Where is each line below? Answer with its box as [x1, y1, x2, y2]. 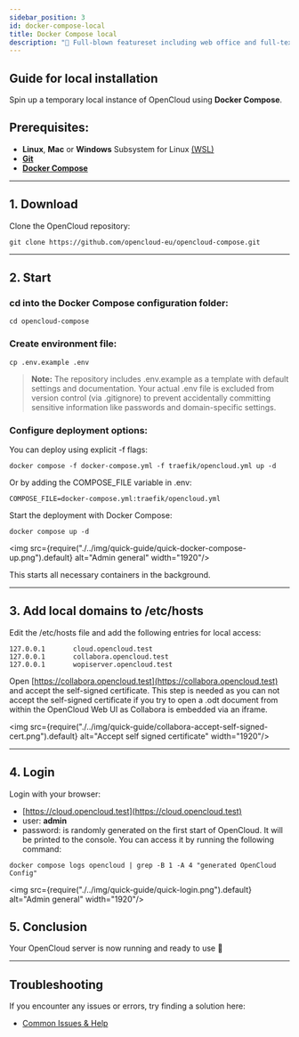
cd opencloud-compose [9, 317, 90, 326]
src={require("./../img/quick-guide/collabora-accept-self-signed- [29, 721, 269, 732]
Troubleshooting [9, 976, 104, 992]
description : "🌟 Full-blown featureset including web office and [9, 37, 256, 47]
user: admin [21, 815, 68, 826]
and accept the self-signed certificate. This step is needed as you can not [9, 685, 280, 695]
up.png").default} [9, 552, 73, 563]
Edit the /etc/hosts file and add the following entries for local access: [9, 627, 262, 637]
